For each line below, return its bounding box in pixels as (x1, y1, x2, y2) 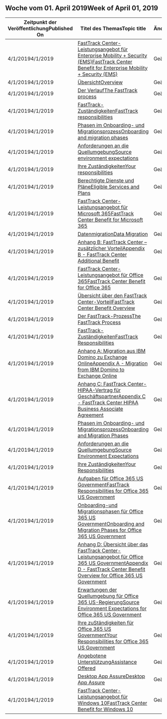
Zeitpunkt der (23, 18, 57, 25)
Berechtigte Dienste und (78, 177, 134, 184)
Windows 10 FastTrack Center (78, 699, 148, 706)
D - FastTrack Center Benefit (78, 566, 146, 573)
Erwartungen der (78, 586, 117, 593)
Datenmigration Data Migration (78, 230, 148, 237)
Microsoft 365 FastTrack (78, 210, 134, 217)
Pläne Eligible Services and (78, 183, 140, 190)
